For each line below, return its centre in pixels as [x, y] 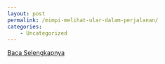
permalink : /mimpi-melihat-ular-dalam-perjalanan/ [83, 20]
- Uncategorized [44, 33]
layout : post [26, 14]
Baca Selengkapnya [36, 53]
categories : [25, 26]
